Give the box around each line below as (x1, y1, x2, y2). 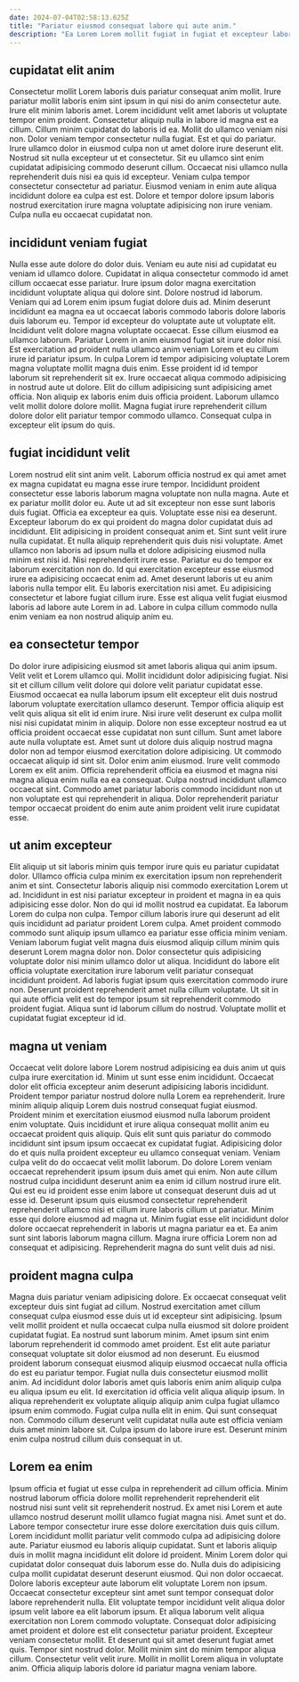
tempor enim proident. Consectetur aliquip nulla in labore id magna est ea (9, 115, 279, 126)
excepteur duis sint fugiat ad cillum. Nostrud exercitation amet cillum (9, 1302, 261, 1312)
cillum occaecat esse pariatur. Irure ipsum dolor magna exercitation (9, 278, 256, 288)
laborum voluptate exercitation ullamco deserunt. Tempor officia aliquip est (9, 698, 285, 709)
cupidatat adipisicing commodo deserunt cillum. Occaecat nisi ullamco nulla (9, 162, 288, 173)
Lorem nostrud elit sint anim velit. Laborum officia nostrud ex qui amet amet (9, 469, 287, 479)
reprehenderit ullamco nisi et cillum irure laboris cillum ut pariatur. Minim (9, 1204, 274, 1215)
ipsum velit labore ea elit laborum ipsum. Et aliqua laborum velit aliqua (9, 1605, 265, 1617)
